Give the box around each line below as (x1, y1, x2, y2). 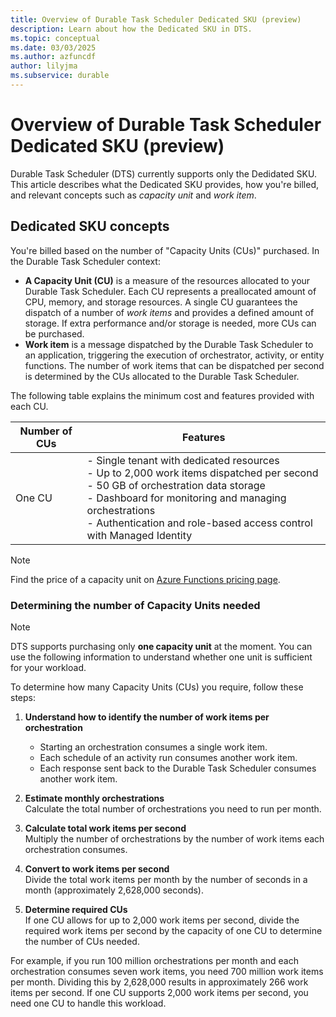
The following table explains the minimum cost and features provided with (10, 389, 315, 401)
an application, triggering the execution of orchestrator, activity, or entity (24, 349, 325, 361)
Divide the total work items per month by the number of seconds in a (24, 873, 308, 885)
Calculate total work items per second (24, 822, 187, 834)
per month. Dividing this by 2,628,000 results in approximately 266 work (10, 976, 309, 988)
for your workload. (10, 661, 87, 673)
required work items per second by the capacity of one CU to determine (24, 924, 323, 936)
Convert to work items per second (24, 862, 170, 875)
